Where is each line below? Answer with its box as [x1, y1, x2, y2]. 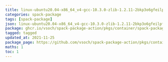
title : [5, 7, 19, 12]
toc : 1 [5, 49, 19, 54]
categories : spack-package [5, 12, 61, 17]
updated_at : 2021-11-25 [5, 35, 55, 40]
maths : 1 [5, 44, 23, 49]
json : [5, 21, 16, 26]
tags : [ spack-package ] [5, 16, 52, 21]
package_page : [5, 40, 35, 45]
